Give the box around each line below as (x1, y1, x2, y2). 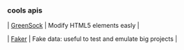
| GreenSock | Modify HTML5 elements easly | (7, 22, 140, 30)
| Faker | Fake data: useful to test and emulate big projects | (7, 35, 178, 43)
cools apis (7, 6, 43, 15)
